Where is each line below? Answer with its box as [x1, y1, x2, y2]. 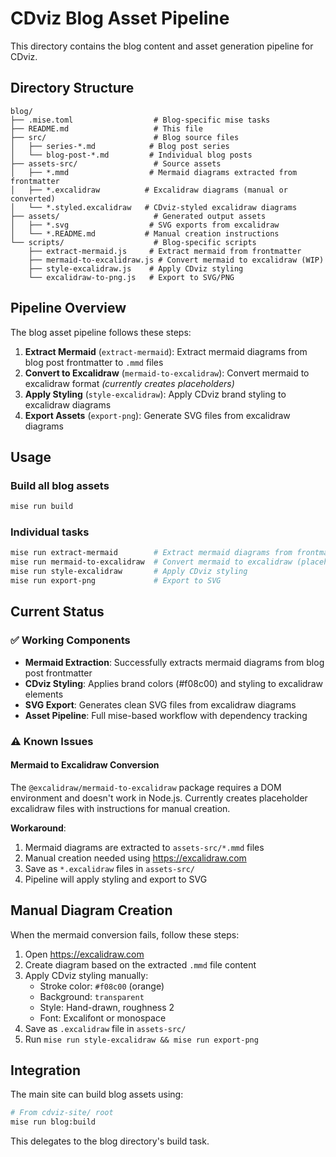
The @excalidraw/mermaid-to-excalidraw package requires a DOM [10, 781, 282, 793]
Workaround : [10, 822, 67, 834]
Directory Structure [10, 80, 135, 97]
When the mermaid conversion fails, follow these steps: [10, 928, 240, 941]
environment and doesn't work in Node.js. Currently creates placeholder [10, 792, 308, 804]
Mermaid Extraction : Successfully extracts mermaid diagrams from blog [24, 656, 325, 668]
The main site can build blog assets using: [10, 1088, 184, 1101]
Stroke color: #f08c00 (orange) [39, 980, 165, 992]
